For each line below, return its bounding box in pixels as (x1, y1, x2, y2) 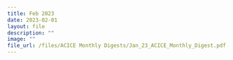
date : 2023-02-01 (7, 17, 58, 23)
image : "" (7, 36, 36, 43)
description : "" (7, 29, 54, 37)
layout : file (7, 23, 45, 30)
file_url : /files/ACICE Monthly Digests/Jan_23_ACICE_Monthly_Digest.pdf (7, 42, 227, 49)
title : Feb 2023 (7, 10, 54, 17)
